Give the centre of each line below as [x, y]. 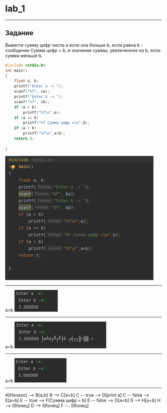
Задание [19, 33]
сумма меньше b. [24, 56]
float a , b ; [26, 81]
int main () [16, 70]
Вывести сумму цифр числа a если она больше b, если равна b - [74, 45]
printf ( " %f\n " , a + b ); [44, 134]
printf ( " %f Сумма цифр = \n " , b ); [57, 123]
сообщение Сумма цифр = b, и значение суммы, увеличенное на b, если [83, 50]
